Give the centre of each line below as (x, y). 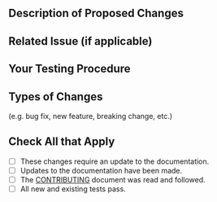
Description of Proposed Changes (96, 13)
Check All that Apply (62, 142)
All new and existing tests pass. (73, 189)
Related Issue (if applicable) (80, 41)
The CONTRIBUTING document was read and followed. (113, 179)
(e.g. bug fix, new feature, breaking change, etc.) (91, 116)
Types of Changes (56, 97)
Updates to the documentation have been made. (101, 170)
